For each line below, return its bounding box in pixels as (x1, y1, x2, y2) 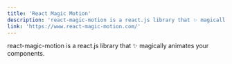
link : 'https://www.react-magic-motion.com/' (7, 23, 141, 30)
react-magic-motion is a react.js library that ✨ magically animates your (7, 42, 209, 50)
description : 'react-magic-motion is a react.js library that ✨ (7, 17, 198, 23)
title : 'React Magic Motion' (7, 10, 91, 17)
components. (7, 50, 45, 58)
